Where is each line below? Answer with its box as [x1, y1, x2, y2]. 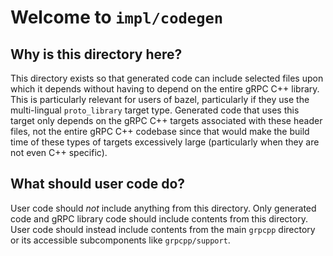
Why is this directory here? [10, 46, 183, 63]
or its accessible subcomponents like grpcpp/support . [10, 234, 231, 246]
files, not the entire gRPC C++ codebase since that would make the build [10, 126, 310, 137]
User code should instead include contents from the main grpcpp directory [10, 223, 316, 235]
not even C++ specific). [10, 147, 108, 158]
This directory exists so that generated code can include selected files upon [10, 72, 324, 84]
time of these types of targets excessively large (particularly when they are [10, 136, 320, 148]
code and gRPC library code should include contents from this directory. [10, 212, 308, 225]
